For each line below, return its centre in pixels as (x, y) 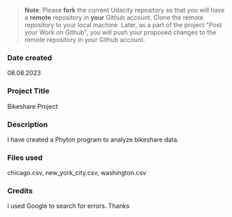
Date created (30, 57)
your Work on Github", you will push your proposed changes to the (120, 32)
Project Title (29, 91)
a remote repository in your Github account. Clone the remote (114, 17)
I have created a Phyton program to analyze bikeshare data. (93, 140)
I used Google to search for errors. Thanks (68, 206)
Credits (20, 191)
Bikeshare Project (32, 106)
